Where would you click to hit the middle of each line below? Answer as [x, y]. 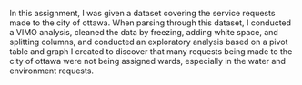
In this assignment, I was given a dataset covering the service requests [142, 13]
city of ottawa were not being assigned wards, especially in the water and [148, 61]
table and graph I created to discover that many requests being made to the [151, 52]
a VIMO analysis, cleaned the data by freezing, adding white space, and [144, 32]
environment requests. [51, 71]
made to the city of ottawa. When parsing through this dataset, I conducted [151, 23]
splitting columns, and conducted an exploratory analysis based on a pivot [149, 42]
